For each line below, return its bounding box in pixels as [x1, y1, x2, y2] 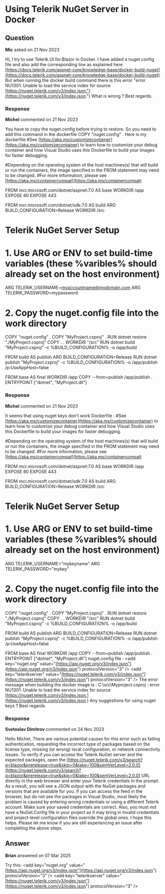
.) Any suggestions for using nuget [85, 697, 156, 703]
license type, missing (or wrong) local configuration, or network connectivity [5, 746, 161, 752]
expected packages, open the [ [5, 757, 68, 763]
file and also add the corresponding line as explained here [5, 62, 123, 67]
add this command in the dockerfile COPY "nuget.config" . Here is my [5, 131, 147, 137]
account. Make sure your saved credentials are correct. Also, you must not [5, 804, 157, 810]
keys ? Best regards [5, 703, 45, 709]
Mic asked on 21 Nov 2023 [5, 47, 60, 52]
